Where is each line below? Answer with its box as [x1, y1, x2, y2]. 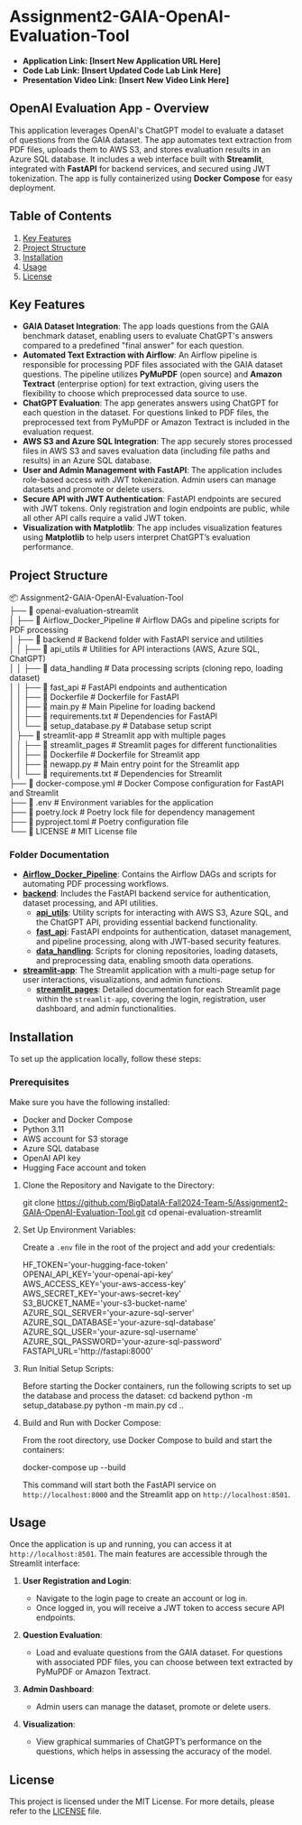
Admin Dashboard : [22, 1684, 95, 1695]
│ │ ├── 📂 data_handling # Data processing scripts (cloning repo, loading [9, 663, 284, 674]
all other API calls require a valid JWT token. [22, 513, 188, 524]
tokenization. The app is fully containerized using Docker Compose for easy [9, 172, 293, 183]
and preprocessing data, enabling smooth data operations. [35, 955, 254, 966]
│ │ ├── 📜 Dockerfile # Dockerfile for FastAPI [9, 692, 179, 703]
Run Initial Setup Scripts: [22, 1363, 114, 1373]
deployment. [9, 182, 56, 193]
